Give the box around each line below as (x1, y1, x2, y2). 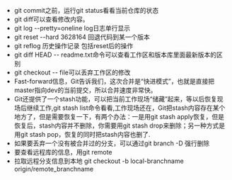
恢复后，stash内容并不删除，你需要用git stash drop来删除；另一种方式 (13, 121, 219, 130)
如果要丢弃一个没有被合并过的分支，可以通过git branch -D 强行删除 (13, 139, 210, 147)
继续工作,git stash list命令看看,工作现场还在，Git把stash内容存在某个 (26, 103, 226, 112)
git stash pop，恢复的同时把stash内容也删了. (20, 130, 151, 138)
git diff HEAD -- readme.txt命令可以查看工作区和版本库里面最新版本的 (13, 50, 217, 59)
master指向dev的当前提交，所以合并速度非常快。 (13, 86, 157, 94)
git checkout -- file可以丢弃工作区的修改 (13, 68, 131, 77)
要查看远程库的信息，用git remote (13, 148, 112, 156)
